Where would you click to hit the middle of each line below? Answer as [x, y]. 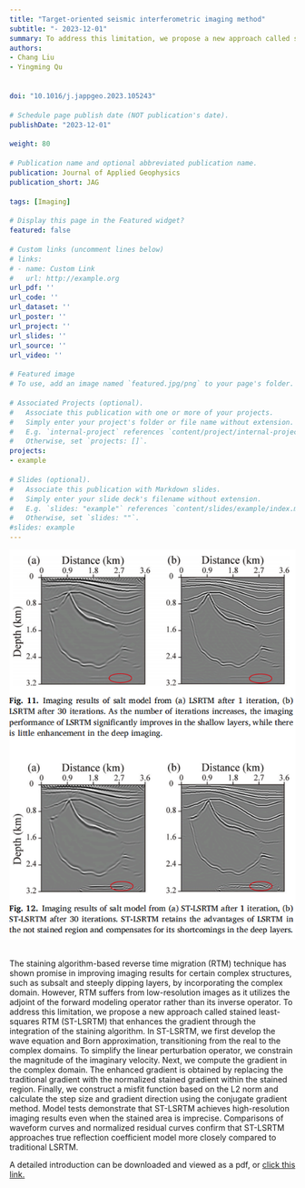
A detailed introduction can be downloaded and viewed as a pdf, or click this [152, 1165]
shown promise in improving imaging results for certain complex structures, [151, 973]
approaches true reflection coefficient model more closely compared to [143, 1138]
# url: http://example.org [64, 278]
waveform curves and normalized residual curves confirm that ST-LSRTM [147, 1128]
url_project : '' [40, 326]
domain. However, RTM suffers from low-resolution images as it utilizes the [150, 992]
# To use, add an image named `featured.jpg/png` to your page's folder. [152, 384]
